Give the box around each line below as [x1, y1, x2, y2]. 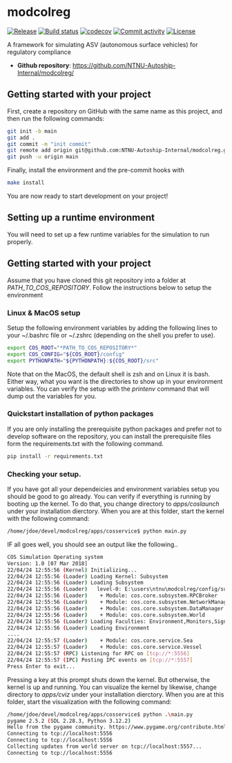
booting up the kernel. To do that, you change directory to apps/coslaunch [7, 499, 220, 508]
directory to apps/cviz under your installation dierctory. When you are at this [7, 690, 224, 699]
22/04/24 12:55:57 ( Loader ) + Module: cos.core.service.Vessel [7, 644, 202, 651]
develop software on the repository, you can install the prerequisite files [7, 432, 212, 440]
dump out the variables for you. [7, 392, 97, 400]
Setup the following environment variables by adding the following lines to [7, 323, 217, 332]
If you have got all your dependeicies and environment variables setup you [7, 485, 220, 493]
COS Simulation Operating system [7, 553, 104, 560]
